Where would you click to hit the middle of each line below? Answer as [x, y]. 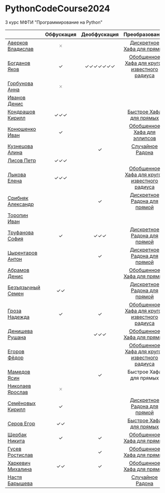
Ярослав [18, 392]
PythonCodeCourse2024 [58, 9]
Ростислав [20, 455]
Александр [21, 204]
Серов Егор [21, 423]
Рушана [17, 337]
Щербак [17, 434]
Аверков [18, 42]
